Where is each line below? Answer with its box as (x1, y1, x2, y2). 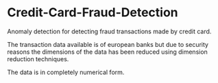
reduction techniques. (7, 54, 69, 63)
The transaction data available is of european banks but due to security (7, 40, 209, 48)
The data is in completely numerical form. (7, 68, 125, 76)
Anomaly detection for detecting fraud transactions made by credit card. (7, 27, 212, 35)
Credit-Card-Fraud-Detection (7, 5, 178, 20)
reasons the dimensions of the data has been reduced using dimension (7, 48, 208, 56)
